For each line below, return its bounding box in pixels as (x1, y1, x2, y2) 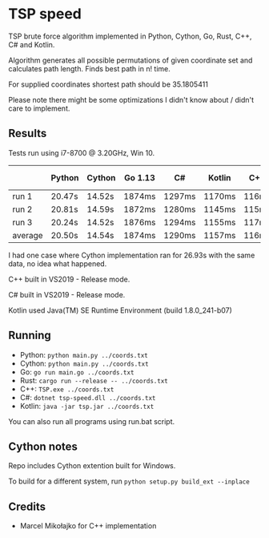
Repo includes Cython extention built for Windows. (8, 461, 176, 471)
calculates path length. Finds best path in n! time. (8, 63, 171, 73)
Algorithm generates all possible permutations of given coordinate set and (8, 55, 253, 65)
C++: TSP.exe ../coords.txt (19, 384, 114, 394)
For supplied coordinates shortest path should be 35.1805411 (8, 79, 208, 89)
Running (8, 329, 52, 342)
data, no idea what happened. (8, 258, 107, 269)
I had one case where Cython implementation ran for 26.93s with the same (8, 250, 255, 260)
